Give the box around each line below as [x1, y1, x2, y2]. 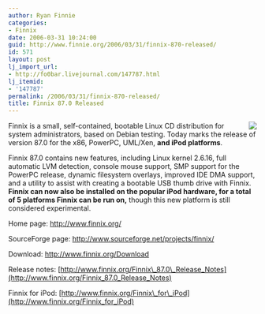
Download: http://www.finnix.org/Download [8, 249, 150, 259]
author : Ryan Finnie [8, 11, 77, 20]
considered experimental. [8, 204, 91, 213]
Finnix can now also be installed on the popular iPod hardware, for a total [8, 187, 252, 196]
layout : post [8, 56, 51, 64]
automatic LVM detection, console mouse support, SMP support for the [8, 162, 240, 171]
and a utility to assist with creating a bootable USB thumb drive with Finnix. [8, 178, 252, 188]
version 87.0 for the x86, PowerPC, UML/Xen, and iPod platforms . [8, 138, 223, 148]
